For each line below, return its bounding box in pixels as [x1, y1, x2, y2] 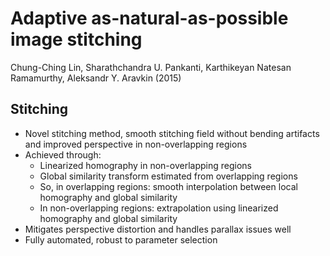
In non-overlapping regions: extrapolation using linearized [39, 202, 279, 214]
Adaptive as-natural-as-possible [10, 7, 289, 30]
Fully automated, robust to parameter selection [24, 233, 218, 246]
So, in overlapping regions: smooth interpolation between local [39, 180, 298, 192]
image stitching [10, 28, 143, 51]
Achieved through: [24, 148, 102, 161]
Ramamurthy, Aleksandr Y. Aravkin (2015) [10, 72, 182, 84]
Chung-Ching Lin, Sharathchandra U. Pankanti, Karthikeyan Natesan [10, 61, 292, 73]
